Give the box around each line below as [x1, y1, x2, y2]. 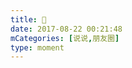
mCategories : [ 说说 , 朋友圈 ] [10, 33, 120, 43]
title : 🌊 [10, 14, 47, 25]
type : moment [10, 42, 65, 53]
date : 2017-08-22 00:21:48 [10, 24, 123, 34]
